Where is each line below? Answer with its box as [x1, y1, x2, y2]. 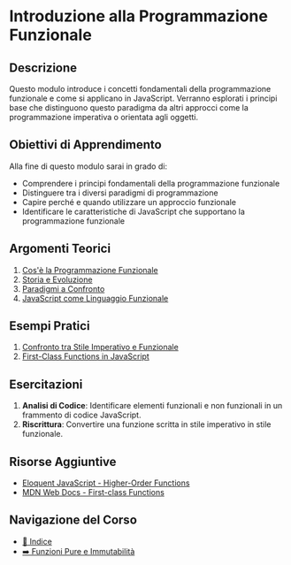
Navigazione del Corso [9, 513, 137, 528]
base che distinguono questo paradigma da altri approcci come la [9, 103, 249, 112]
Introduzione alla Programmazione [9, 6, 268, 27]
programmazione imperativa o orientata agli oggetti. [9, 112, 199, 122]
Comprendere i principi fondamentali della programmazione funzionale [21, 178, 280, 188]
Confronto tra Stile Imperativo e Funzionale [21, 342, 179, 353]
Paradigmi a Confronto [21, 283, 105, 294]
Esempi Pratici [9, 318, 90, 333]
